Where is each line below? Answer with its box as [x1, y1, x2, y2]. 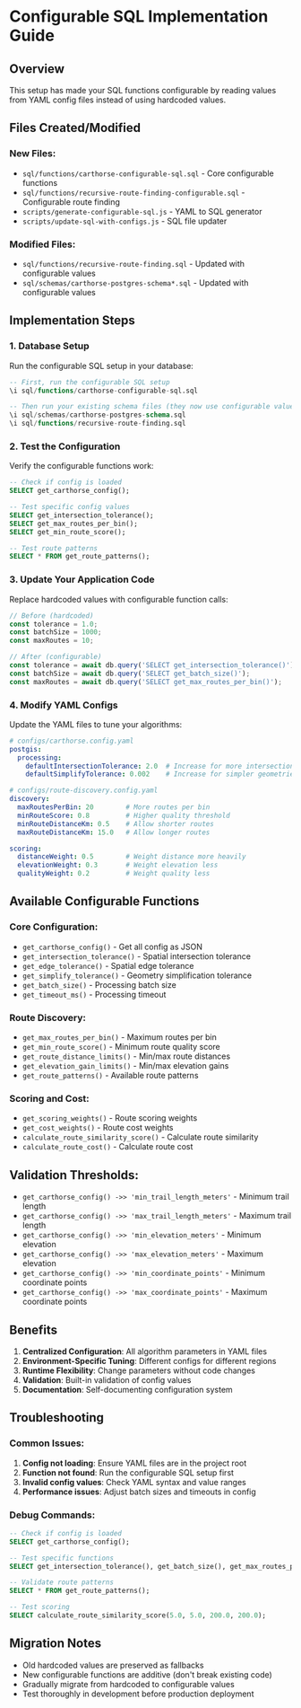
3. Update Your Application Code [9, 573, 155, 585]
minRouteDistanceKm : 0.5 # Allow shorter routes [17, 819, 215, 828]
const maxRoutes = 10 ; [9, 636, 94, 646]
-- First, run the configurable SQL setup [9, 377, 170, 387]
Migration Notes [9, 1636, 101, 1651]
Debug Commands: [9, 1509, 96, 1521]
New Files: [9, 147, 56, 160]
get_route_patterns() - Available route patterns [21, 1070, 199, 1081]
